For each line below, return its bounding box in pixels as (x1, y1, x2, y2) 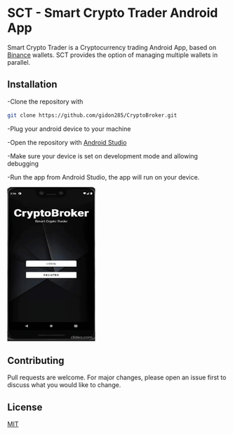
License (7, 401, 43, 413)
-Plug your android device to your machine (7, 125, 131, 133)
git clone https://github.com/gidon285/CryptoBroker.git (7, 111, 178, 119)
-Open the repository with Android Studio (7, 138, 127, 146)
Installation (7, 79, 58, 91)
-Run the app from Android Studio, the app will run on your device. (7, 172, 200, 181)
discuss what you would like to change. (7, 381, 121, 389)
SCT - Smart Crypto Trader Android (7, 5, 218, 21)
